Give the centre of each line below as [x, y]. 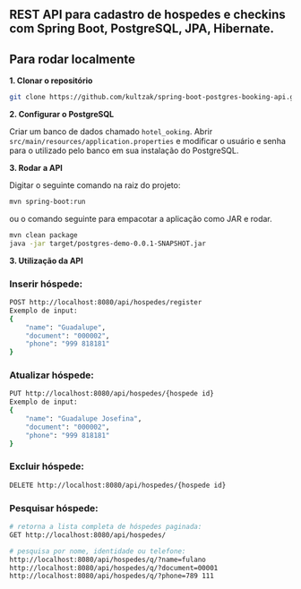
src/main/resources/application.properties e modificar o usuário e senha [148, 141]
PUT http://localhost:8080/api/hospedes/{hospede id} [112, 394]
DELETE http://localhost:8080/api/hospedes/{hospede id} [118, 485]
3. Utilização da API [46, 260]
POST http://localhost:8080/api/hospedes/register [106, 303]
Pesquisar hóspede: [54, 508]
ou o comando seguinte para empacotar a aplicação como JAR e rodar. [141, 218]
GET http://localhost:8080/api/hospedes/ [88, 535]
